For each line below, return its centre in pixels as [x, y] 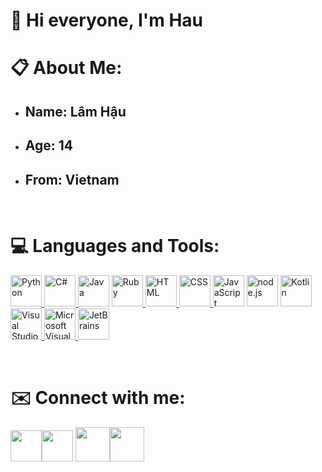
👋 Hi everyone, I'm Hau [107, 20]
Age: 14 [49, 145]
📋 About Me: [66, 68]
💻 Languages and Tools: [115, 246]
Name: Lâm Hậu [75, 111]
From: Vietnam [72, 179]
